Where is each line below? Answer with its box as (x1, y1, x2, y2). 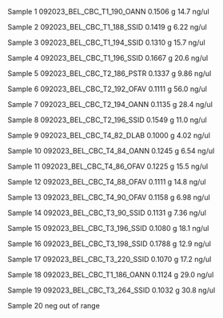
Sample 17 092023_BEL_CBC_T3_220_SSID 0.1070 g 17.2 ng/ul (7, 255, 212, 264)
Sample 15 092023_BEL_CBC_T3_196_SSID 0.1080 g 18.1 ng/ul (7, 224, 209, 233)
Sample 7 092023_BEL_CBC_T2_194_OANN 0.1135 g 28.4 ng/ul (7, 100, 213, 109)
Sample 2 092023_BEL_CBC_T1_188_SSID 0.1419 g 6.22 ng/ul (7, 22, 207, 31)
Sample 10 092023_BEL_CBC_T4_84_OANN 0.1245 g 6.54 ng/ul (7, 146, 215, 155)
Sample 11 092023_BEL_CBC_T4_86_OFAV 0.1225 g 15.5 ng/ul (7, 161, 209, 171)
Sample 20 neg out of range (7, 301, 101, 310)
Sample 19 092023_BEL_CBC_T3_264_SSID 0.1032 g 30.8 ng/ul (7, 285, 216, 295)
